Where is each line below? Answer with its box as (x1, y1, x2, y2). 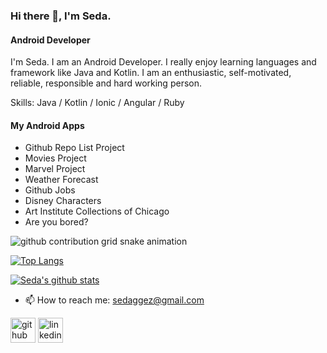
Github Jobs (24, 184, 76, 196)
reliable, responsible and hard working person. (10, 77, 202, 89)
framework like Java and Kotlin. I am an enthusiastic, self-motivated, (10, 67, 292, 79)
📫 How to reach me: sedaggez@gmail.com (24, 294, 205, 306)
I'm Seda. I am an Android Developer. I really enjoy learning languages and (10, 56, 317, 68)
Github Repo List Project (24, 142, 125, 154)
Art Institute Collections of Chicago (24, 205, 170, 218)
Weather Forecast (24, 174, 99, 186)
